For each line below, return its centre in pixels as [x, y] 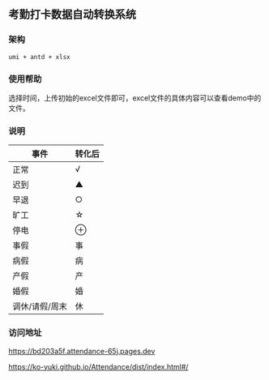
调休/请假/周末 [40, 306]
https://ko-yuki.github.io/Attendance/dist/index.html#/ [98, 366]
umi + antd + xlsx [39, 57]
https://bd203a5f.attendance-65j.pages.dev [82, 351]
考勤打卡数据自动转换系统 [72, 15]
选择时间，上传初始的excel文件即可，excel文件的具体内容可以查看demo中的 [135, 98]
